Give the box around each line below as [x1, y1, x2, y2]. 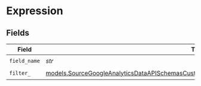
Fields [6, 28, 30, 38]
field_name [9, 58, 40, 64]
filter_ [9, 69, 31, 77]
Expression [6, 4, 63, 18]
